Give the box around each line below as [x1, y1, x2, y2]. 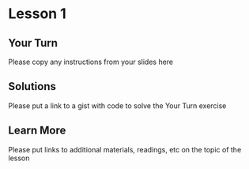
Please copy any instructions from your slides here [8, 57, 174, 66]
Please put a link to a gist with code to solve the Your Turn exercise [8, 100, 227, 111]
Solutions [8, 80, 57, 93]
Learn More [8, 124, 66, 137]
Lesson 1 [8, 5, 67, 23]
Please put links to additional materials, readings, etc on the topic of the [8, 145, 242, 154]
